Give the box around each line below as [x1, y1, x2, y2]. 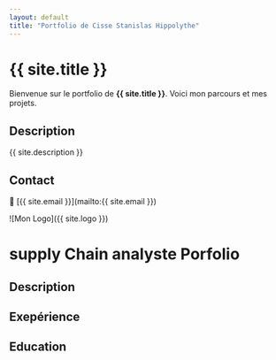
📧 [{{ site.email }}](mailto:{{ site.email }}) [9, 196, 157, 207]
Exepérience [9, 310, 80, 325]
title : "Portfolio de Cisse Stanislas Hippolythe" [9, 21, 200, 30]
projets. [9, 98, 37, 109]
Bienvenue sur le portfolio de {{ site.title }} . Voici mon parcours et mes [9, 88, 268, 99]
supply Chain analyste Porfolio [9, 244, 241, 264]
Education [9, 340, 67, 355]
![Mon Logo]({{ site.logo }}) [9, 213, 109, 224]
